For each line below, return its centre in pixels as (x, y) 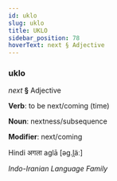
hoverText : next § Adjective (57, 45)
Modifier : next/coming (45, 137)
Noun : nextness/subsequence (58, 121)
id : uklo (23, 16)
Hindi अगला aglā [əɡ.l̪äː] (46, 153)
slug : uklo (26, 23)
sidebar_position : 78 (44, 38)
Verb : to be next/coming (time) (59, 106)
